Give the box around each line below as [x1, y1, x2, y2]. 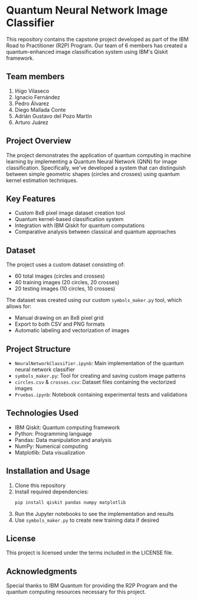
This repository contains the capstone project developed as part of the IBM [6, 35, 189, 43]
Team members [6, 72, 65, 82]
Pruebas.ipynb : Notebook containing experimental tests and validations [14, 391, 188, 398]
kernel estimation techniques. [6, 177, 78, 184]
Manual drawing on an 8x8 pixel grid [14, 314, 104, 321]
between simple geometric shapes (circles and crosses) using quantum [6, 170, 180, 177]
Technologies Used [6, 408, 78, 418]
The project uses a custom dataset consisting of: [6, 261, 125, 268]
